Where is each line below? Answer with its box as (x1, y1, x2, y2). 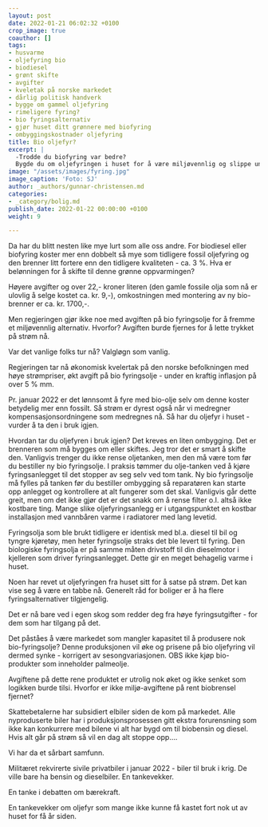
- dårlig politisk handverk (8, 93, 102, 101)
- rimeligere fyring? (8, 109, 81, 117)
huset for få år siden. (8, 812, 77, 821)
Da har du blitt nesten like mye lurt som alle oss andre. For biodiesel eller (8, 241, 247, 251)
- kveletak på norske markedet (8, 85, 112, 94)
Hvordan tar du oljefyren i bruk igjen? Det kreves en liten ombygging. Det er (8, 436, 257, 446)
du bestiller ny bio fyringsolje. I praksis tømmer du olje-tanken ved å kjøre (8, 461, 250, 471)
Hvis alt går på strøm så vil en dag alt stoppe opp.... (8, 733, 178, 742)
